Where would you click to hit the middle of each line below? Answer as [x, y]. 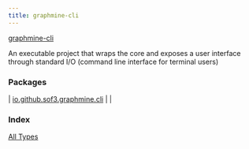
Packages [28, 82]
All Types [23, 137]
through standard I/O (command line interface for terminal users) [113, 61]
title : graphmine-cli [44, 15]
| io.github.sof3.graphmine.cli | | [60, 99]
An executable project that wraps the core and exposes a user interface [124, 53]
